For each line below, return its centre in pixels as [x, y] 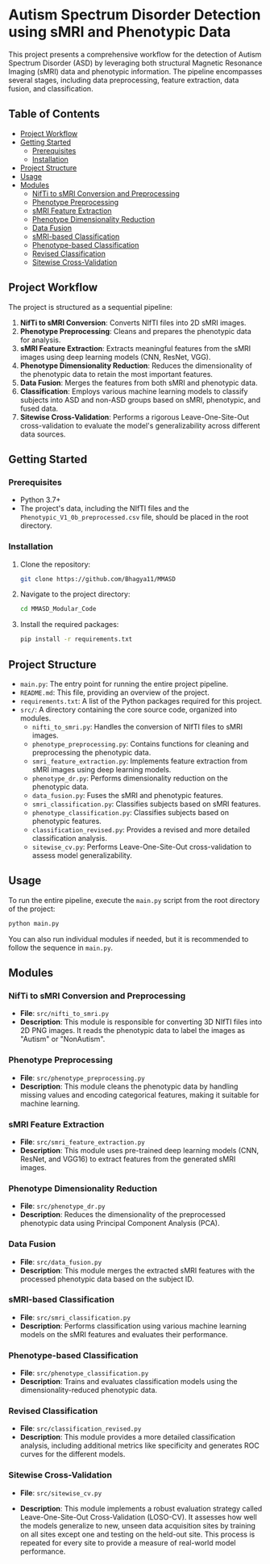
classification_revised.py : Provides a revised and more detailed [141, 830]
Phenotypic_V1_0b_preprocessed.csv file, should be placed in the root [134, 517]
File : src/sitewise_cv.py [61, 1493]
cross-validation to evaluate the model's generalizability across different [140, 425]
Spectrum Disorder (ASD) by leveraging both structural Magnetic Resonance [135, 63]
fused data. [39, 408]
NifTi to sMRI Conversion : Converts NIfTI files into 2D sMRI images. [133, 322]
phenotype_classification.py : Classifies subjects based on [131, 812]
